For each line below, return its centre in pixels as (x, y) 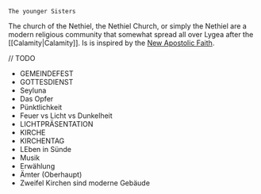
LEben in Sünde (45, 149)
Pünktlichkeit (41, 107)
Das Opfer (36, 99)
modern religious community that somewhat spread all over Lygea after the (131, 34)
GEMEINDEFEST (46, 74)
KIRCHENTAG (42, 141)
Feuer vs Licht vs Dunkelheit (66, 116)
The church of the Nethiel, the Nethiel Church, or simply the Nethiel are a (128, 26)
